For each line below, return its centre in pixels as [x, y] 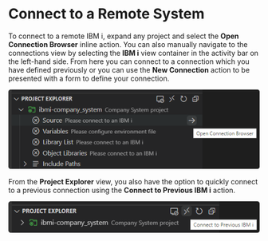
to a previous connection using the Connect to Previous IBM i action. [122, 190]
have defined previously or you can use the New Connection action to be [129, 69]
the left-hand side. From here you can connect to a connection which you [129, 61]
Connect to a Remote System [106, 14]
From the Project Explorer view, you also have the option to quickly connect [133, 182]
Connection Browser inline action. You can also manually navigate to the [128, 44]
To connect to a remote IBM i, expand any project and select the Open [124, 36]
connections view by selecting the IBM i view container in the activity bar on [134, 53]
